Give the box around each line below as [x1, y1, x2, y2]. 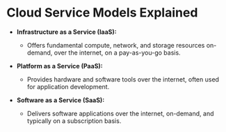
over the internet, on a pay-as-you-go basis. [54, 48, 181, 57]
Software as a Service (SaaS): [16, 95, 105, 104]
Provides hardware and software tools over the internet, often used [26, 75, 220, 84]
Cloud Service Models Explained [6, 5, 198, 21]
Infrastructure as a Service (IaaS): [16, 28, 117, 36]
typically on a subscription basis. [26, 116, 122, 125]
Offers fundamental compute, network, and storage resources [26, 41, 205, 49]
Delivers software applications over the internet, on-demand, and [26, 109, 214, 117]
